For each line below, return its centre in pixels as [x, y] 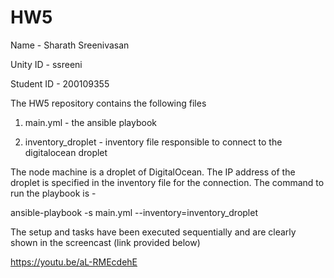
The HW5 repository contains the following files [108, 103]
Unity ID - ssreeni [46, 64]
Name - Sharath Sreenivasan [70, 45]
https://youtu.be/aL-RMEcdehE [74, 262]
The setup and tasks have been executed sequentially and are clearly [153, 232]
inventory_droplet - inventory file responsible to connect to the [153, 142]
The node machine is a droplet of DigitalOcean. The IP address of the [153, 172]
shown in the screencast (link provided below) [105, 242]
